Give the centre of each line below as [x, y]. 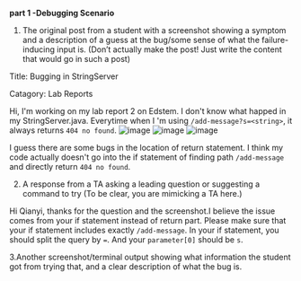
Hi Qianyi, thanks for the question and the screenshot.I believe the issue [142, 211]
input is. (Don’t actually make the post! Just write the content [169, 49]
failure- [275, 40]
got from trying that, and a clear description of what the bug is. [126, 267]
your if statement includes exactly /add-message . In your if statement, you [145, 230]
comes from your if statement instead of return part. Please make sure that [148, 220]
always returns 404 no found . [63, 130]
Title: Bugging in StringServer [64, 76]
